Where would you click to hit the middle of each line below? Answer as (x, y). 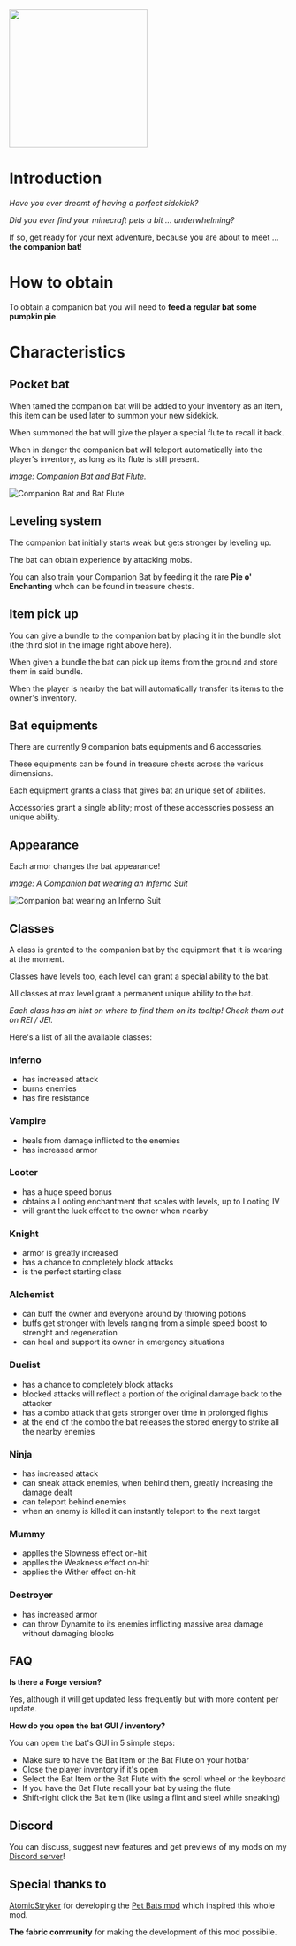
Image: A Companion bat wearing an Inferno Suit (99, 883)
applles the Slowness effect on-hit (84, 1553)
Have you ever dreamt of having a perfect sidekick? (104, 203)
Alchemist (32, 1295)
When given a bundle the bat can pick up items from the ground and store (144, 662)
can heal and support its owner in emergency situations (123, 1342)
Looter (23, 1173)
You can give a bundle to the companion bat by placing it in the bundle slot (145, 635)
